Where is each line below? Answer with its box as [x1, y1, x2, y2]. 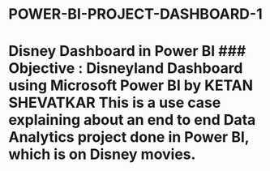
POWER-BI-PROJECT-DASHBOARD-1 [8, 5, 263, 24]
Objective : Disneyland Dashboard [8, 59, 243, 78]
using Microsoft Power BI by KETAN [8, 76, 254, 95]
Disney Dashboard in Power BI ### [8, 42, 246, 61]
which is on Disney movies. [8, 145, 196, 164]
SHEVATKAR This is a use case [8, 94, 221, 112]
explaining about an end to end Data [8, 111, 256, 130]
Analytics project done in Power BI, [8, 128, 250, 147]
